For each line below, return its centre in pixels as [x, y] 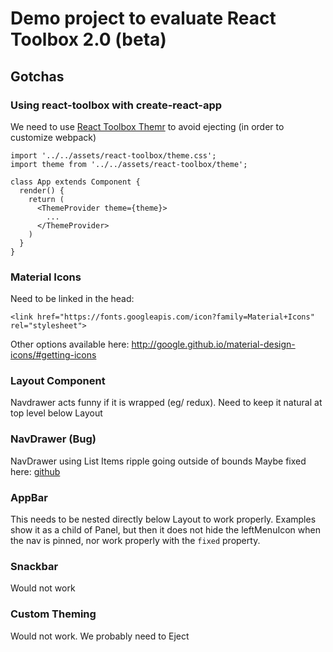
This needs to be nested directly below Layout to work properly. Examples [163, 519]
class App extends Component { [75, 182]
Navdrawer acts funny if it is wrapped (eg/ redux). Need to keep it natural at [166, 403]
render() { [42, 190]
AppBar [29, 497]
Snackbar [34, 566]
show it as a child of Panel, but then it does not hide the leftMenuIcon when [165, 530]
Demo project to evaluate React [143, 18]
